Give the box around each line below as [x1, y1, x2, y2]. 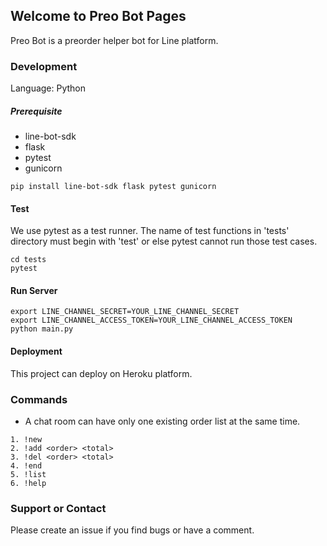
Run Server [10, 284, 58, 296]
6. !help [10, 478, 47, 488]
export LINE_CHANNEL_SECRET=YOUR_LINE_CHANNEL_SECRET [10, 307, 240, 317]
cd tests [10, 255, 47, 265]
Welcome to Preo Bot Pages [10, 8, 187, 25]
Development [10, 59, 78, 73]
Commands [10, 392, 68, 406]
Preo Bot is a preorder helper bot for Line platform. [10, 34, 219, 46]
